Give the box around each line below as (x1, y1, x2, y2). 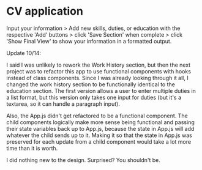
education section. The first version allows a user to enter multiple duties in (6, 87, 196, 94)
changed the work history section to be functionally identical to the (6, 81, 176, 88)
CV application (6, 4, 84, 18)
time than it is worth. (6, 144, 58, 152)
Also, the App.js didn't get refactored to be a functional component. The (6, 112, 188, 119)
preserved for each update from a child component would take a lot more (6, 138, 192, 145)
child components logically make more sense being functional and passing (6, 118, 195, 126)
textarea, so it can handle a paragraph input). (6, 100, 121, 108)
